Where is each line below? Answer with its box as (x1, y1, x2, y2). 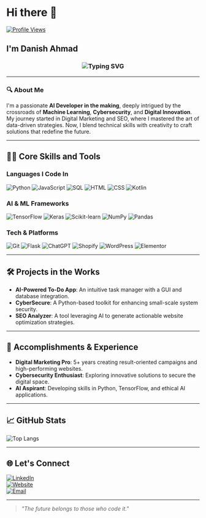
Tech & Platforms (6, 228, 58, 237)
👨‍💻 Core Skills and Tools (6, 152, 101, 162)
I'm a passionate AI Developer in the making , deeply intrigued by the (6, 101, 181, 109)
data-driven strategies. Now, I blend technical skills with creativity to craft (6, 121, 192, 128)
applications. (15, 391, 48, 398)
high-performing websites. (15, 365, 83, 372)
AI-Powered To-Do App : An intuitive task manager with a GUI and (15, 286, 182, 293)
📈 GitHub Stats (6, 416, 66, 426)
